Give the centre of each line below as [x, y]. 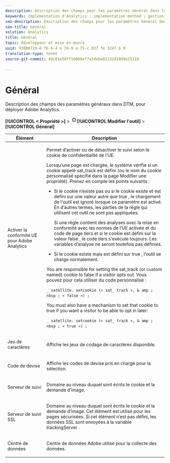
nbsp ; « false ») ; [68, 296]
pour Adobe [20, 240]
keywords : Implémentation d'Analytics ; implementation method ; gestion [85, 16]
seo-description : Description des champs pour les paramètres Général [81, 21]
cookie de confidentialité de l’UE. [80, 156]
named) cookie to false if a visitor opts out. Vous [96, 275]
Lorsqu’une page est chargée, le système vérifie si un [102, 165]
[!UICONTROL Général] [30, 127]
